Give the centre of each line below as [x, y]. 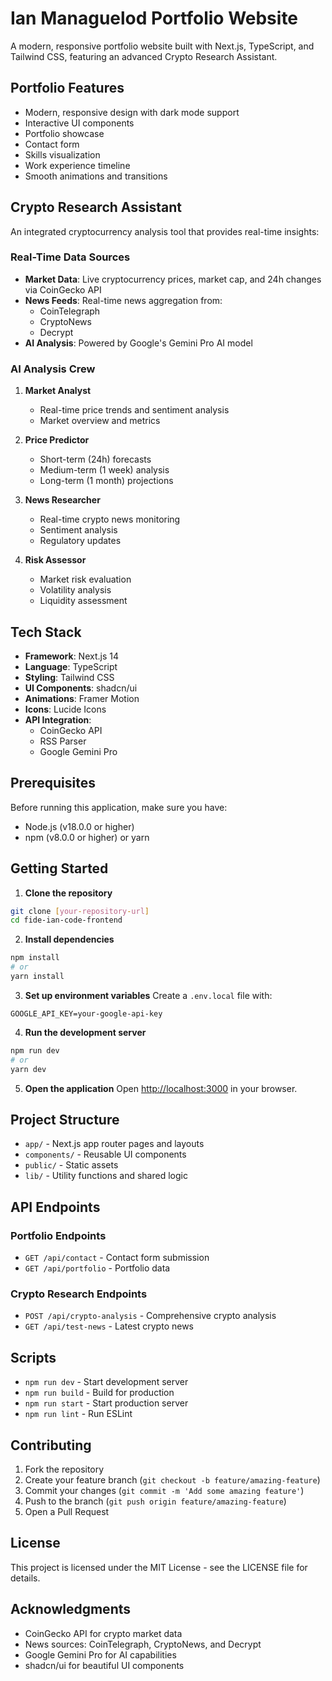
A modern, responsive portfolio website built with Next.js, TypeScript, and [162, 46]
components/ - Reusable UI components [105, 1154]
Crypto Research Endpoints [79, 1294]
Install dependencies [69, 939]
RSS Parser [63, 741]
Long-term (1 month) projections [106, 481]
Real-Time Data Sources [70, 257]
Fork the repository [64, 1469]
